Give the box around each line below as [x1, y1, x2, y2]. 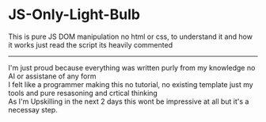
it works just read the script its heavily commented [8, 40, 173, 49]
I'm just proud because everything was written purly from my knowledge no [8, 63, 256, 72]
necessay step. [8, 105, 58, 114]
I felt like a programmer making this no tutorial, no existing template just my [8, 79, 253, 89]
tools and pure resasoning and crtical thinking [8, 88, 158, 97]
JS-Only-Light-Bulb [8, 6, 141, 24]
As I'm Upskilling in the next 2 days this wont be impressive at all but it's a [8, 97, 249, 106]
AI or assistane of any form [8, 71, 97, 81]
